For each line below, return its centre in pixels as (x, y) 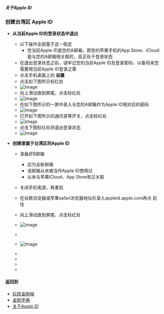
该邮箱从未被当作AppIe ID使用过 (60, 171)
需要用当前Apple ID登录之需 (48, 69)
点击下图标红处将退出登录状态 (50, 127)
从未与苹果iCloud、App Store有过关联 (66, 177)
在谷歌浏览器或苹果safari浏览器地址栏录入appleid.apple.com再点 (86, 198)
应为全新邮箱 (40, 165)
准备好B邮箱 (32, 154)
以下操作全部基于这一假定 (46, 44)
